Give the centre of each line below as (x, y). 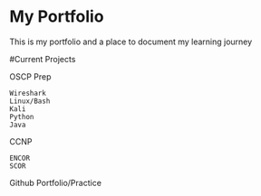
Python (22, 117)
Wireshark (28, 93)
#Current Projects (43, 59)
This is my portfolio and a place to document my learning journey (131, 42)
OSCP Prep (30, 76)
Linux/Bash (30, 101)
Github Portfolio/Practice (56, 182)
